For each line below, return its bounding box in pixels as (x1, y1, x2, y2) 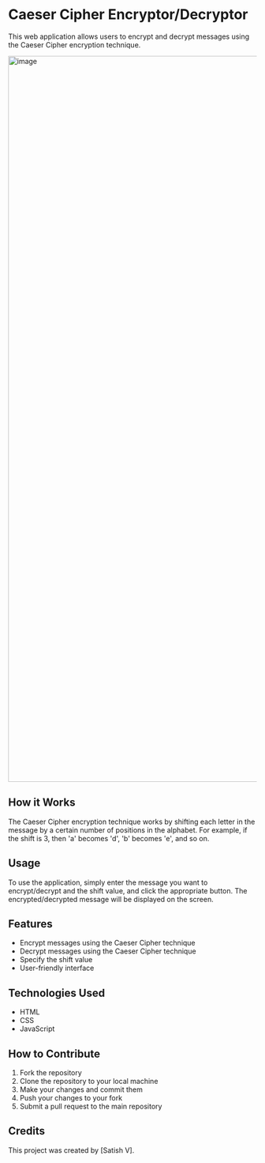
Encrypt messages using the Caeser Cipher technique (19, 938, 196, 948)
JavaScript (19, 1024, 55, 1033)
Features (8, 917, 53, 931)
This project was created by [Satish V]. (8, 1145, 135, 1155)
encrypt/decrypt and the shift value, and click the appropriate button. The (8, 885, 248, 895)
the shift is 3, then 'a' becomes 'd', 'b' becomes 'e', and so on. (8, 833, 210, 843)
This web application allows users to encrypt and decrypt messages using (8, 32, 250, 41)
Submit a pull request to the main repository (19, 1101, 162, 1111)
